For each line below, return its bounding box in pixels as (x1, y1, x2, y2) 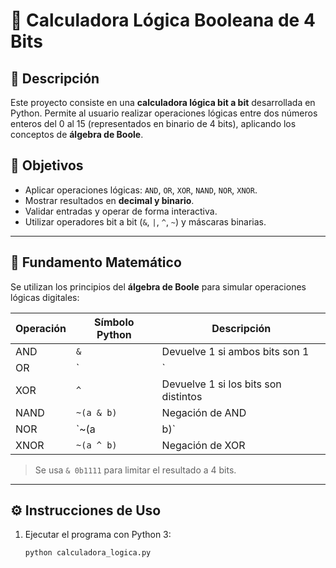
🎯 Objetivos (10, 157, 84, 174)
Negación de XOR (161, 438, 246, 452)
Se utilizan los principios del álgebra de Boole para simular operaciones (10, 280, 307, 293)
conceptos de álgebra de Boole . (10, 129, 144, 140)
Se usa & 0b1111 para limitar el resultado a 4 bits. (34, 464, 237, 476)
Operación (15, 321, 67, 335)
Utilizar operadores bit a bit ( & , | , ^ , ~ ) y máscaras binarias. (24, 215, 267, 228)
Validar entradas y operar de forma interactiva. (24, 205, 218, 217)
